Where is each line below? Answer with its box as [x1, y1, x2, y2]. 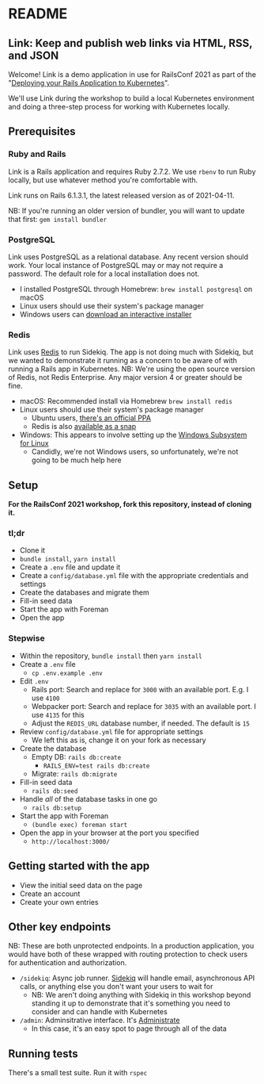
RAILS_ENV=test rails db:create [43, 762, 150, 770]
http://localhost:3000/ [31, 837, 111, 845]
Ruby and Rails [8, 148, 66, 159]
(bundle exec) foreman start [31, 821, 128, 829]
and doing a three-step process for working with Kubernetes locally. [8, 102, 231, 111]
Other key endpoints [8, 920, 111, 933]
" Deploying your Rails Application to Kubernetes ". [8, 79, 170, 87]
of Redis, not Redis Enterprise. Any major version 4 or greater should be [8, 373, 243, 382]
